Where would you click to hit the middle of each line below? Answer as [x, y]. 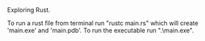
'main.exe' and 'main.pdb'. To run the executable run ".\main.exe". [101, 30]
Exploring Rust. [29, 10]
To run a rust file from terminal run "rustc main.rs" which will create [103, 23]
